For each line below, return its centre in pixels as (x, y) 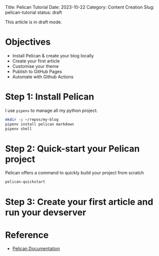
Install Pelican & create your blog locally (53, 55)
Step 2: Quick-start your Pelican (73, 149)
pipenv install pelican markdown (40, 124)
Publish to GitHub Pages (37, 71)
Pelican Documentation (36, 249)
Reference (27, 235)
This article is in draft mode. (34, 22)
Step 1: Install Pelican (50, 97)
